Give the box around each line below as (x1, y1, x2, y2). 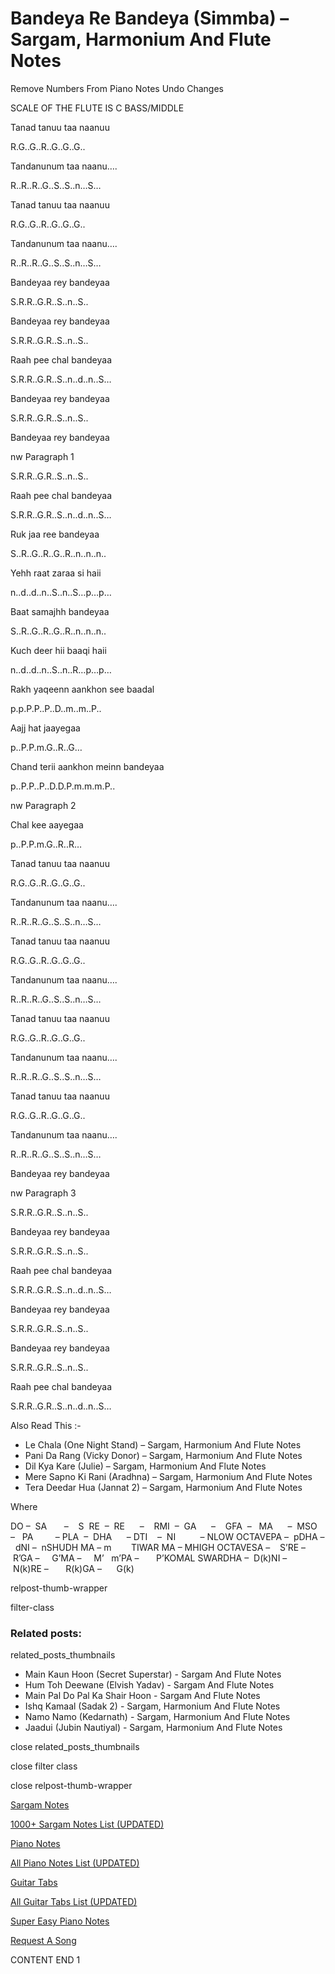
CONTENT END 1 (10, 1954, 81, 1966)
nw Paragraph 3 (10, 1187, 77, 1199)
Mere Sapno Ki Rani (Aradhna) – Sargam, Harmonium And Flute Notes (24, 1470, 313, 1482)
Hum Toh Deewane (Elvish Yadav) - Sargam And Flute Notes (24, 1679, 275, 1691)
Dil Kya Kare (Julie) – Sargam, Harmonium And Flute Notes (24, 1460, 267, 1472)
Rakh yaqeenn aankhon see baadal (10, 683, 155, 695)
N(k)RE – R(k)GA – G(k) (12, 1562, 135, 1574)
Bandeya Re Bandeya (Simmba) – (10, 7, 290, 30)
